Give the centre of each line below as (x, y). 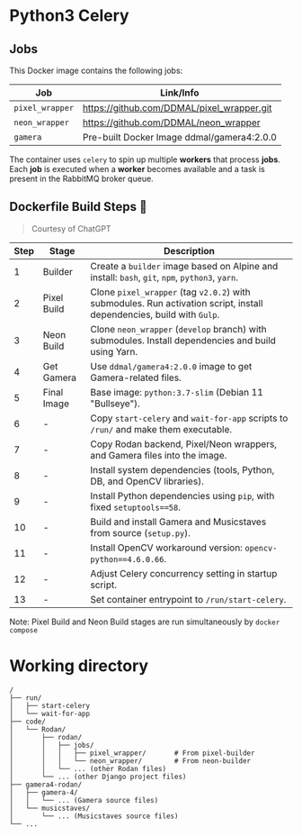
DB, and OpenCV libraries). (147, 481)
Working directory (79, 666)
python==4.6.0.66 (127, 559)
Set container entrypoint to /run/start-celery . (188, 599)
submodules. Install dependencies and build (183, 341)
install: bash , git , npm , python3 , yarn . (164, 277)
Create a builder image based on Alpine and (184, 266)
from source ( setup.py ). (140, 532)
